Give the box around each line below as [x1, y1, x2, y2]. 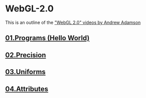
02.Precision [5, 51, 46, 59]
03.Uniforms [5, 68, 46, 76]
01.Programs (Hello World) [5, 34, 90, 42]
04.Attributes [5, 85, 48, 93]
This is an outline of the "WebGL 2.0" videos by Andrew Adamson [5, 19, 141, 25]
